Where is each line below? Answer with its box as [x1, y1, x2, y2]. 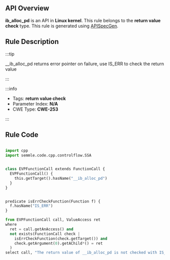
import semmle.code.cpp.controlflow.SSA [5, 153, 92, 158]
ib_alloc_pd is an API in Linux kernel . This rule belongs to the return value [5, 17, 161, 23]
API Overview [5, 4, 50, 13]
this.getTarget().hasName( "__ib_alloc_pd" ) [14, 176, 108, 181]
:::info [5, 85, 17, 91]
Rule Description [5, 37, 59, 46]
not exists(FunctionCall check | [10, 231, 80, 236]
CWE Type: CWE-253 [12, 106, 59, 112]
